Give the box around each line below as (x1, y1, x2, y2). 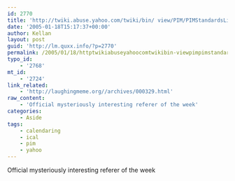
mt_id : (7, 68, 27, 75)
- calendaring (20, 127, 61, 134)
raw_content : (7, 95, 45, 102)
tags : (7, 120, 23, 128)
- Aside (20, 114, 42, 121)
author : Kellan (7, 29, 52, 37)
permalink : (7, 50, 39, 57)
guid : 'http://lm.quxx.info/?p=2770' (7, 43, 117, 50)
